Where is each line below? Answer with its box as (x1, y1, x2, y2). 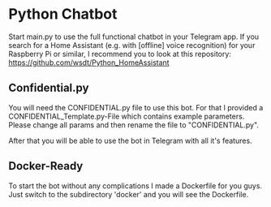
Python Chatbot (8, 5, 118, 24)
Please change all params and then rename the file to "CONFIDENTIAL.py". (8, 119, 260, 130)
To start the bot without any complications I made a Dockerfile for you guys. (8, 180, 262, 191)
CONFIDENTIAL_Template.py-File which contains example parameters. (8, 111, 245, 121)
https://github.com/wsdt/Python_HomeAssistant (8, 58, 170, 67)
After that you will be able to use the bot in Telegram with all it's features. (8, 136, 253, 145)
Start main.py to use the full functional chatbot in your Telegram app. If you (8, 32, 260, 41)
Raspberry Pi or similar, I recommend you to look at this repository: (8, 49, 231, 58)
